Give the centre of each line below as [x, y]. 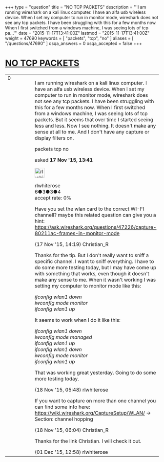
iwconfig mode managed [63, 337]
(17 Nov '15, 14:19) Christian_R [72, 244]
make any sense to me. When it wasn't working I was [95, 280]
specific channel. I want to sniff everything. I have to [94, 261]
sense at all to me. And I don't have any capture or [92, 132]
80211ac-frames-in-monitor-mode [77, 233]
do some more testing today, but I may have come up [95, 267]
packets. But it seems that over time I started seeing [94, 119]
